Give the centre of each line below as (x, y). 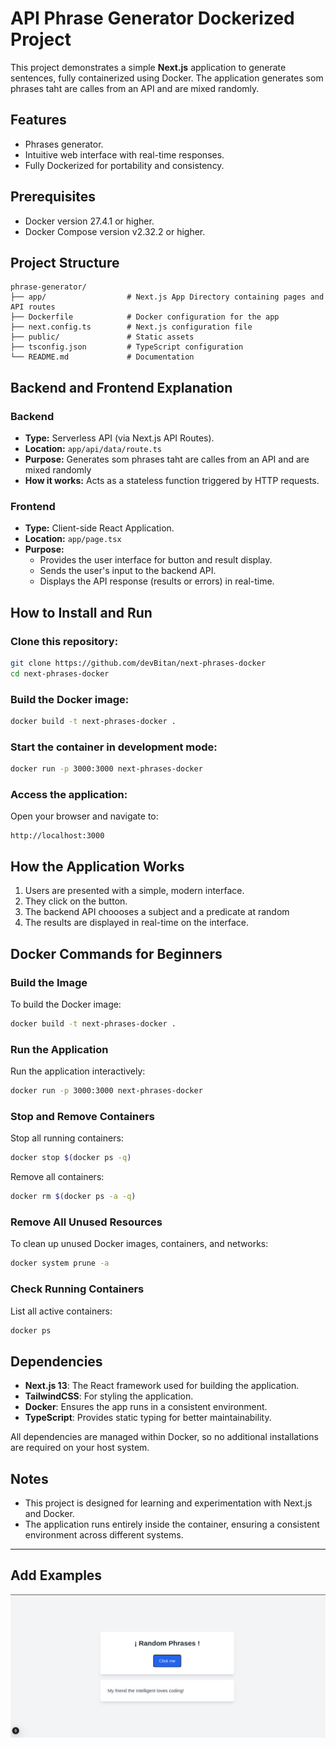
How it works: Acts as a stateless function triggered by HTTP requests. (172, 481)
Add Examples (56, 1575)
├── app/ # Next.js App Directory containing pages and (167, 297)
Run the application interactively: (78, 1071)
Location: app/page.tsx (73, 539)
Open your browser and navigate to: (84, 816)
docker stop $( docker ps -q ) (71, 1158)
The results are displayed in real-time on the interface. (136, 923)
